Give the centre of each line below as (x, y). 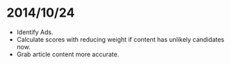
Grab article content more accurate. (68, 54)
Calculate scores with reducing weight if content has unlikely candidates (120, 39)
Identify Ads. (35, 32)
